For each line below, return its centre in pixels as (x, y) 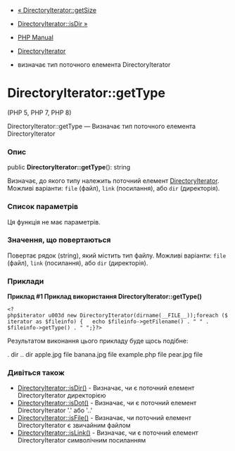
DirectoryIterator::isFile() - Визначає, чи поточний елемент (104, 418)
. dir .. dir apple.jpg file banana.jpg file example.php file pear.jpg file (105, 355)
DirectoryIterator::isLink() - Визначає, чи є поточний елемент (108, 433)
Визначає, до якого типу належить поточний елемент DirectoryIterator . (113, 181)
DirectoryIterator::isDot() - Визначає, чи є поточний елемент (107, 403)
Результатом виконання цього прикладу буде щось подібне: (98, 341)
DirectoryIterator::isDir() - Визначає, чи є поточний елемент (106, 388)
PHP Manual (36, 37)
